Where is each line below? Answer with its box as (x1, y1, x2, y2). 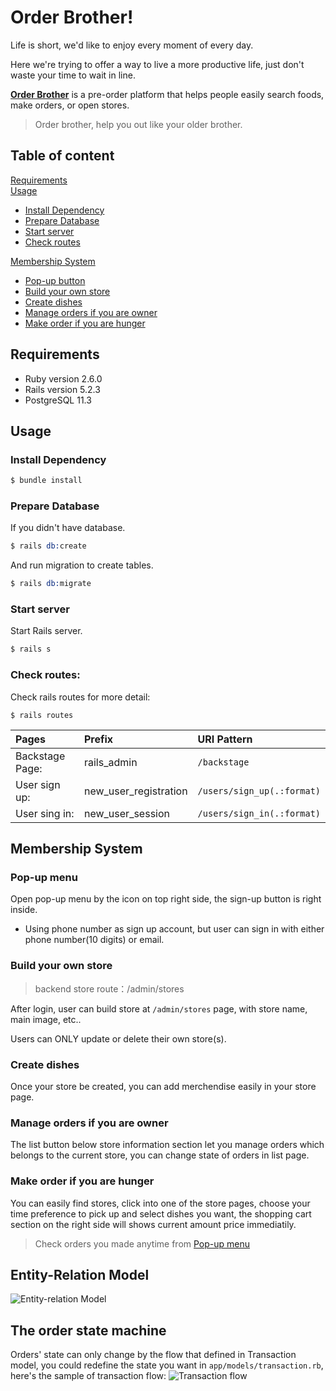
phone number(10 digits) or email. (24, 934, 165, 946)
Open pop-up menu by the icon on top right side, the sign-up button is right (10, 893, 322, 905)
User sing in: (15, 806, 75, 820)
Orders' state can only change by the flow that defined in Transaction (10, 1349, 297, 1361)
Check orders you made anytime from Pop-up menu (34, 1237, 251, 1250)
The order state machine (10, 1322, 167, 1339)
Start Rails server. (10, 625, 83, 637)
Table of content (10, 147, 115, 165)
